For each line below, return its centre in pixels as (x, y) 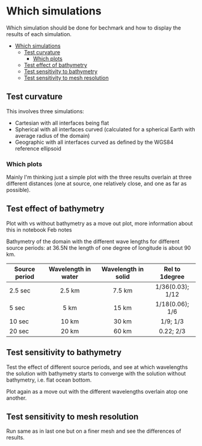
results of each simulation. (39, 34)
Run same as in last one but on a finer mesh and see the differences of (94, 431)
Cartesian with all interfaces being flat (62, 123)
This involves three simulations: (45, 111)
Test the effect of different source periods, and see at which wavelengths (97, 367)
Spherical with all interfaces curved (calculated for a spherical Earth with (105, 129)
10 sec (19, 321)
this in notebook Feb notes (39, 229)
